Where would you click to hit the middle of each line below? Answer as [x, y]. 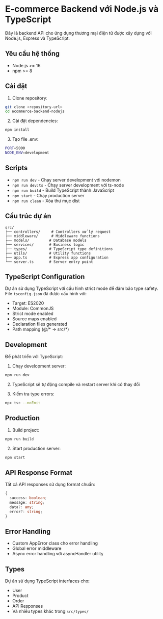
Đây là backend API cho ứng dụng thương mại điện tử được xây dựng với [79, 33]
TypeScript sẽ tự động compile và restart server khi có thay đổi [76, 385]
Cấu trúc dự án [28, 216]
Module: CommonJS [33, 309]
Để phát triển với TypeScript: [34, 357]
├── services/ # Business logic [45, 245]
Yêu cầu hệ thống [32, 54]
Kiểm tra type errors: [33, 394]
